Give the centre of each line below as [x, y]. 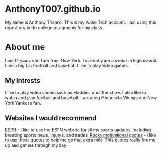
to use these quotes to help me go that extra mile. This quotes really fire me [80, 140]
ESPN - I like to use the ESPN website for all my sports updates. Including [78, 130]
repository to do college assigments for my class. [54, 27]
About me [25, 47]
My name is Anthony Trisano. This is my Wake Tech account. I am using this [81, 22]
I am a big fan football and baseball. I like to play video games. [67, 65]
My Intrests [22, 81]
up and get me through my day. [36, 145]
